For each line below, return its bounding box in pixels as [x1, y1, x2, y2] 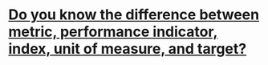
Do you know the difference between [8, 6, 259, 24]
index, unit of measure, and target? [8, 40, 247, 58]
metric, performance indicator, [8, 22, 218, 41]
